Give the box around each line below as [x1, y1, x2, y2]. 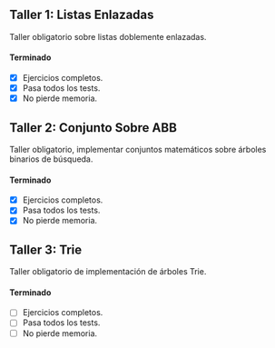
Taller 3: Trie [9, 242, 83, 257]
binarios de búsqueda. [9, 154, 93, 164]
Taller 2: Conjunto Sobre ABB [9, 120, 177, 135]
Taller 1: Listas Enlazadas [9, 7, 154, 23]
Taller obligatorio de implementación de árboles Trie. [9, 266, 207, 277]
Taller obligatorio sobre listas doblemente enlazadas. [9, 31, 207, 42]
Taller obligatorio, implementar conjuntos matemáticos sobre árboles [9, 144, 267, 155]
